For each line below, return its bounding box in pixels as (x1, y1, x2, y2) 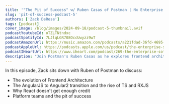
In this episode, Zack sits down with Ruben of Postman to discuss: (5, 67, 142, 73)
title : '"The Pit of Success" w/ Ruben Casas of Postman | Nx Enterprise (5, 7, 163, 12)
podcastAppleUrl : (5, 44, 42, 49)
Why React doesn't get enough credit (12, 88, 91, 94)
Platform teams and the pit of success (12, 93, 92, 99)
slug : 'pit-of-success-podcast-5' (5, 12, 78, 17)
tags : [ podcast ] (5, 21, 39, 26)
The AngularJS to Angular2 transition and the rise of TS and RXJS (12, 82, 149, 88)
